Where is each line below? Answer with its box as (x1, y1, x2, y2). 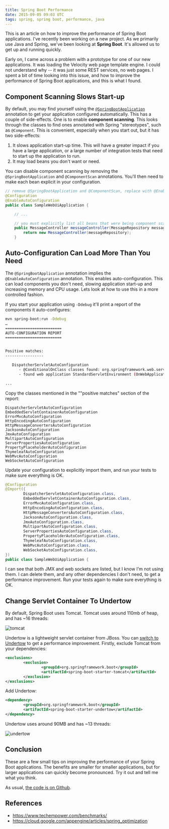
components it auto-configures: (5, 306, 71, 312)
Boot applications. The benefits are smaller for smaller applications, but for (5, 764, 160, 770)
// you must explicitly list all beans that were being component (14, 221, 156, 226)
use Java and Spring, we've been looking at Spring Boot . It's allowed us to (5, 41, 160, 47)
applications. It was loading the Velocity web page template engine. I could (5, 61, 160, 68)
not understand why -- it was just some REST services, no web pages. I (5, 67, 153, 73)
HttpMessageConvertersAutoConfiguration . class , (23, 510, 125, 515)
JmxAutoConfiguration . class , (23, 520, 84, 525)
